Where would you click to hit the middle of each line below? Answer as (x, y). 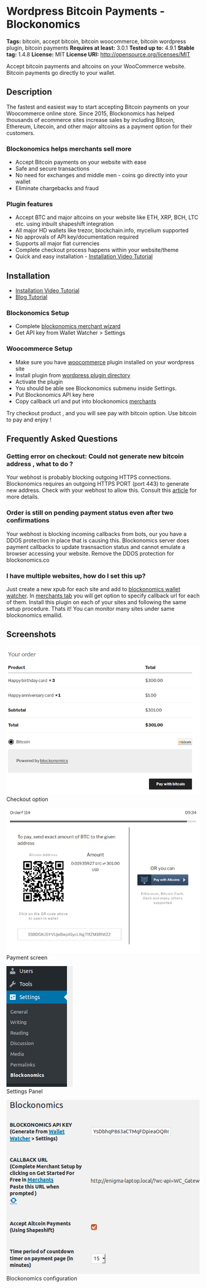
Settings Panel (25, 1091)
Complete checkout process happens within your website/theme (97, 250)
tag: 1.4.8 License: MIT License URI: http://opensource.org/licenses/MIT (98, 54)
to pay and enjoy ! (29, 420)
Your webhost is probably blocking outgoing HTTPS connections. (89, 477)
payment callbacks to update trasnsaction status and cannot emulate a (96, 546)
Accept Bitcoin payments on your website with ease (81, 162)
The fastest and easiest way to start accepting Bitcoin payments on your (98, 107)
